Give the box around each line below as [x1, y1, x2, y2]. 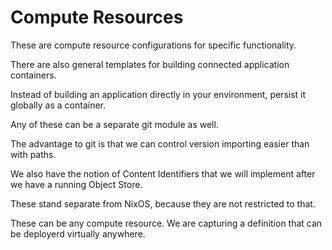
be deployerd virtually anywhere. [10, 227, 146, 240]
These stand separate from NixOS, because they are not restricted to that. [10, 197, 316, 210]
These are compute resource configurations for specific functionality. [10, 39, 297, 51]
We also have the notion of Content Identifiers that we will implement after [10, 167, 316, 180]
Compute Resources [10, 6, 184, 29]
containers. [10, 69, 57, 81]
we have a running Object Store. [10, 178, 143, 190]
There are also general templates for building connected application [10, 58, 290, 70]
